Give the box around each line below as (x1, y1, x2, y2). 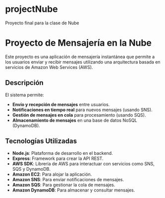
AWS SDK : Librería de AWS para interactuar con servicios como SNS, (12, 160, 155, 167)
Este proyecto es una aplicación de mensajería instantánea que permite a (5, 54, 155, 60)
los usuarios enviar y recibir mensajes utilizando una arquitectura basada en (5, 59, 161, 65)
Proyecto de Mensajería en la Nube (5, 37, 152, 49)
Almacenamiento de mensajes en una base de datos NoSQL (12, 117, 137, 123)
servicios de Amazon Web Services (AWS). (5, 64, 93, 70)
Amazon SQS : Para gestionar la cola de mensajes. (12, 182, 115, 188)
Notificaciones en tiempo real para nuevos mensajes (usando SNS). (12, 107, 153, 113)
